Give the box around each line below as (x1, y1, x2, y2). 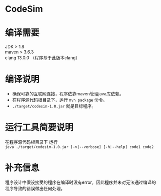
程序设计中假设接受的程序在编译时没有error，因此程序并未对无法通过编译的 (5, 179, 156, 185)
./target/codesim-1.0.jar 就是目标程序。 (12, 103, 96, 109)
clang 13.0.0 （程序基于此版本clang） (5, 55, 80, 61)
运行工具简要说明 (5, 122, 74, 133)
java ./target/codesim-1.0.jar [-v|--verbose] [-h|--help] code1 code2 (5, 145, 154, 150)
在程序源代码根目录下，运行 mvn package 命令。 (12, 97, 107, 103)
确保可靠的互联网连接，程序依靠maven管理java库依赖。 (12, 91, 124, 97)
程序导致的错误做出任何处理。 (5, 185, 65, 191)
